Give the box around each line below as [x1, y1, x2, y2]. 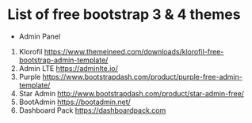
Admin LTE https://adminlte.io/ [18, 63, 118, 73]
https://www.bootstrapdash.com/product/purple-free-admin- [42, 72, 242, 81]
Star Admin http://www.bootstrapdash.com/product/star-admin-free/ [18, 88, 245, 98]
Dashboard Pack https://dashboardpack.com [18, 105, 166, 115]
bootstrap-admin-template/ [18, 55, 109, 65]
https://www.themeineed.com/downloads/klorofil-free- [44, 47, 224, 56]
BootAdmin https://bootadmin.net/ [18, 97, 132, 106]
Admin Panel [18, 32, 61, 41]
